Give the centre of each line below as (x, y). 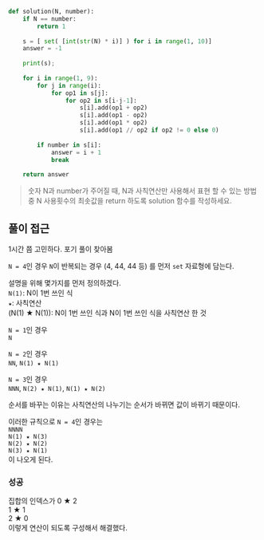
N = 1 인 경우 (28, 329)
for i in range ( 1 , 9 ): (60, 78)
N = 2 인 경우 (28, 353)
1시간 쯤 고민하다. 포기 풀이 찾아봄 (61, 249)
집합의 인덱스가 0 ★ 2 (43, 501)
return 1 (51, 26)
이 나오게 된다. (31, 459)
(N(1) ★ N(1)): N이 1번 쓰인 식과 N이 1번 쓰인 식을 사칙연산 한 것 (108, 313)
